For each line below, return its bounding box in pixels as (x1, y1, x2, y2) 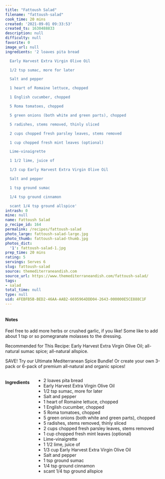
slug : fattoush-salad (5, 264, 50, 269)
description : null (5, 31, 43, 36)
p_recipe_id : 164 (5, 222, 41, 227)
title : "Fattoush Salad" (5, 7, 57, 13)
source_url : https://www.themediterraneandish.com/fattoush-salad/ (5, 273, 149, 279)
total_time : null (5, 287, 41, 293)
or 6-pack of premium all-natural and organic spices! (16, 364, 126, 370)
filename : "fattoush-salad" (5, 12, 64, 17)
